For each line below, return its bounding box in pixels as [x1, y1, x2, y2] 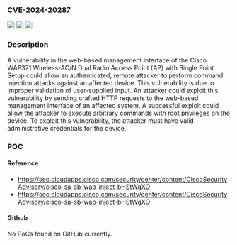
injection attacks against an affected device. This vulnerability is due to [7, 78, 214, 87]
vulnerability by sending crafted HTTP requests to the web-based [7, 94, 199, 102]
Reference [7, 159, 39, 168]
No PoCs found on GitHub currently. [7, 229, 112, 238]
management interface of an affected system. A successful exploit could [7, 101, 219, 109]
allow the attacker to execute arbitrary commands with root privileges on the [7, 109, 230, 117]
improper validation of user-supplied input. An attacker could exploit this [7, 86, 219, 94]
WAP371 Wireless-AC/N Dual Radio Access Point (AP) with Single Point [7, 63, 214, 72]
